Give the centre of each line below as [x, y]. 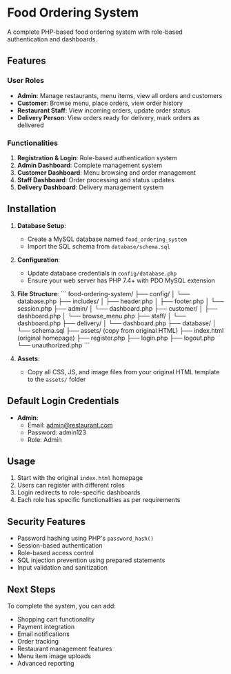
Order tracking [38, 641]
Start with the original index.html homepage [80, 478]
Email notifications [43, 634]
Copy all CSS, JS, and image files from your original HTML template [123, 372]
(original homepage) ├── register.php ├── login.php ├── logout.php [116, 338]
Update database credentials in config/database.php [102, 273]
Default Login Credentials [63, 401]
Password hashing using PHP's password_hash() [85, 538]
